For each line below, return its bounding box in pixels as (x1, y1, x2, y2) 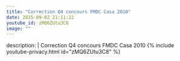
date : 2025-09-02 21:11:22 (6, 14, 74, 20)
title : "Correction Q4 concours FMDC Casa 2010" (6, 8, 131, 15)
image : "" (6, 25, 31, 32)
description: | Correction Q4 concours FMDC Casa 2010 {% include (6, 42, 175, 49)
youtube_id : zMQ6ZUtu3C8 (6, 20, 69, 26)
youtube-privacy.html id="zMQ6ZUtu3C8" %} (6, 48, 121, 56)
